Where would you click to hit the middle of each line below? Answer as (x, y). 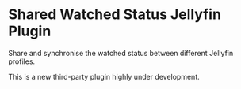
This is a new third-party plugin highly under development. (104, 76)
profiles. (22, 61)
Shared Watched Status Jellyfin (115, 15)
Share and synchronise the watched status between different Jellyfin (121, 53)
